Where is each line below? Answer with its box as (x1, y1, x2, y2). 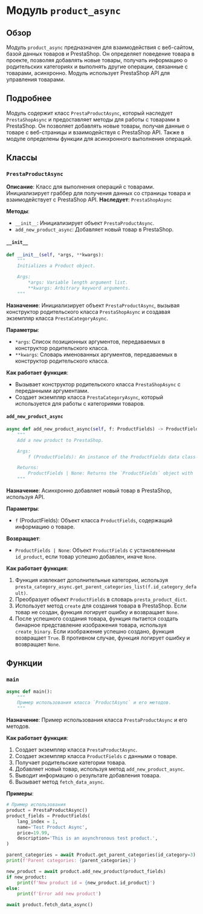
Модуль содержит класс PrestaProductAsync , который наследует (6, 109, 173, 117)
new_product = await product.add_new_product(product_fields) (6, 868, 166, 874)
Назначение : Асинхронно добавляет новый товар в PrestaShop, (6, 487, 172, 494)
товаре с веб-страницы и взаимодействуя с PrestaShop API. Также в (6, 128, 184, 136)
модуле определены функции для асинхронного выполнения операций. (6, 135, 192, 142)
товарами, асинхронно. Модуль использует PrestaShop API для (6, 70, 170, 76)
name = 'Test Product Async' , (17, 824, 88, 830)
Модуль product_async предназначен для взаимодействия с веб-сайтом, (6, 44, 195, 51)
